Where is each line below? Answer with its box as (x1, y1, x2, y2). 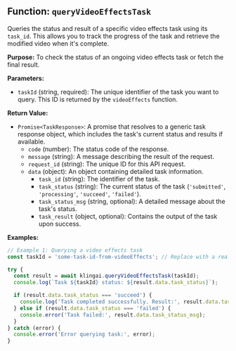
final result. (7, 60, 40, 69)
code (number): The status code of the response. (27, 144, 169, 153)
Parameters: (7, 74, 44, 82)
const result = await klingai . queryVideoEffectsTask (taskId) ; (13, 272, 199, 280)
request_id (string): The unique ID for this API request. (27, 160, 186, 168)
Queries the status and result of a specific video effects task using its (7, 24, 208, 32)
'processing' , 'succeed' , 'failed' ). (38, 189, 142, 198)
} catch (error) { (7, 324, 61, 331)
